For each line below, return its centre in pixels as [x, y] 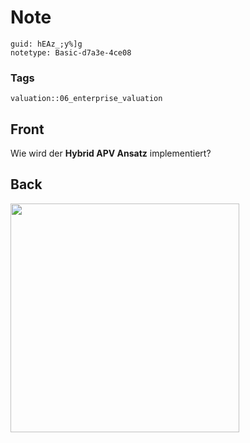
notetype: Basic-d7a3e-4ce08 [71, 52]
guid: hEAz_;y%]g [46, 44]
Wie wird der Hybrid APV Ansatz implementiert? [111, 153]
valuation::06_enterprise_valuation [86, 99]
